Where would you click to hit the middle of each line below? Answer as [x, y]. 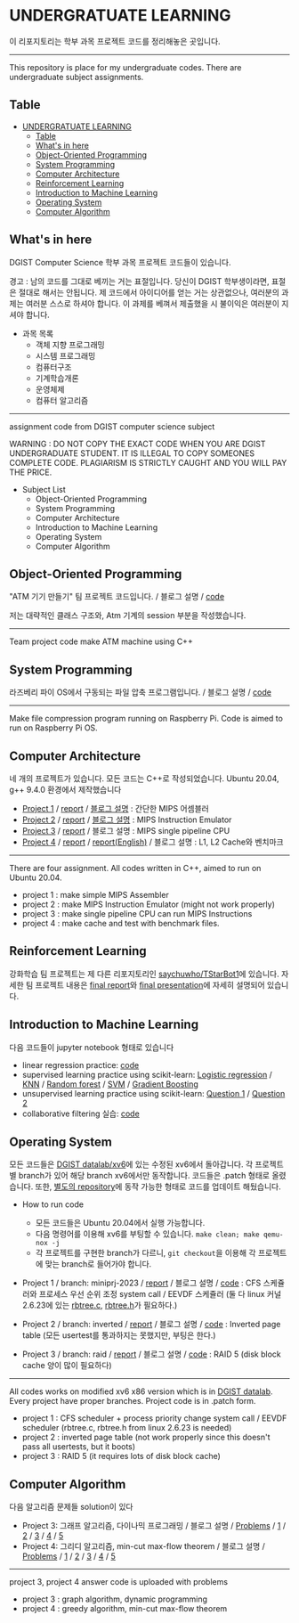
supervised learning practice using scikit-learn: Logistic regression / [147, 1074]
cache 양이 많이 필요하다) [67, 1366]
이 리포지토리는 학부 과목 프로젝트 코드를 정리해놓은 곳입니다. [115, 41]
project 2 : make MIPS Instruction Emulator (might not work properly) [149, 904]
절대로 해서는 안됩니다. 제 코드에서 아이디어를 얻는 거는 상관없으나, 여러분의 [149, 292]
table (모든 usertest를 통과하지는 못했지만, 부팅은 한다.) [119, 1335]
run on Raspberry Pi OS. [53, 728]
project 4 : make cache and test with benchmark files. [121, 923]
